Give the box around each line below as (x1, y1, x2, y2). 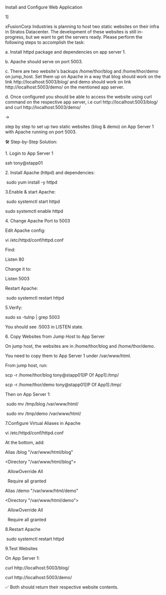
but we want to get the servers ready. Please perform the (25, 34, 143, 40)
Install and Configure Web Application (5, 4, 83, 10)
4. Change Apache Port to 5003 (5, 218, 70, 223)
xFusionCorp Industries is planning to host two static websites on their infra (5, 23, 160, 29)
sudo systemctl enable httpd (5, 208, 63, 214)
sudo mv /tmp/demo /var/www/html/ (6, 410, 81, 416)
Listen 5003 (5, 276, 30, 282)
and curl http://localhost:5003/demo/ (5, 104, 81, 110)
